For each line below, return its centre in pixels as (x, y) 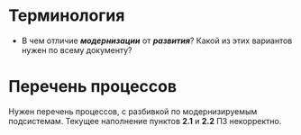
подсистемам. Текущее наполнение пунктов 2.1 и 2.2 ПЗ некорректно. (145, 121)
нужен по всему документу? (77, 49)
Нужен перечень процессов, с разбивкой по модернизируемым (133, 111)
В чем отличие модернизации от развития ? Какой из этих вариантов (157, 40)
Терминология (67, 16)
